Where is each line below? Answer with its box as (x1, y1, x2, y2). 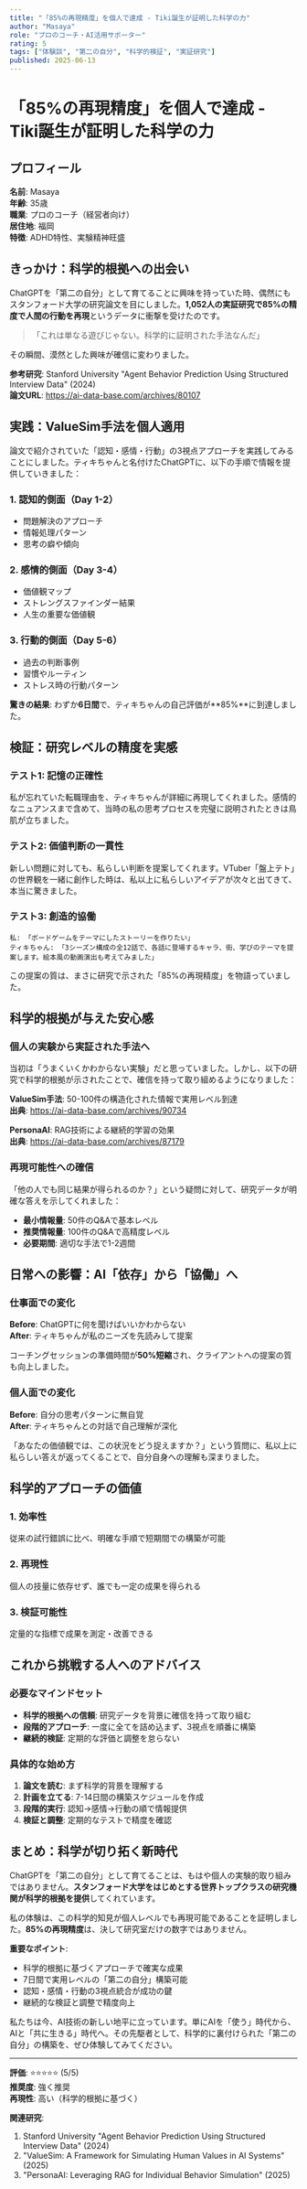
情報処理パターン (22, 527, 88, 538)
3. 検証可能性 (9, 1605, 68, 1618)
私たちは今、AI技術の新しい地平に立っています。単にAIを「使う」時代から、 (9, 2016, 296, 2027)
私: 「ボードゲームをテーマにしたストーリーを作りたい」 (9, 933, 195, 942)
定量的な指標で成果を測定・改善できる (9, 1628, 153, 1639)
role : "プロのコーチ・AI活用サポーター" (9, 30, 146, 39)
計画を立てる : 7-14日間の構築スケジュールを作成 (22, 1792, 204, 1803)
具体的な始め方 (9, 1757, 76, 1770)
